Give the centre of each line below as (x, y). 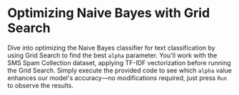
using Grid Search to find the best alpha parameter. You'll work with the (112, 55)
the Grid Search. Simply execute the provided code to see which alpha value (120, 70)
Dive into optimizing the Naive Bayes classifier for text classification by (111, 47)
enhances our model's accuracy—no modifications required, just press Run (117, 78)
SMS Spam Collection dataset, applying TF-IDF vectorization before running (119, 62)
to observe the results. (40, 85)
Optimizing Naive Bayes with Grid (109, 13)
